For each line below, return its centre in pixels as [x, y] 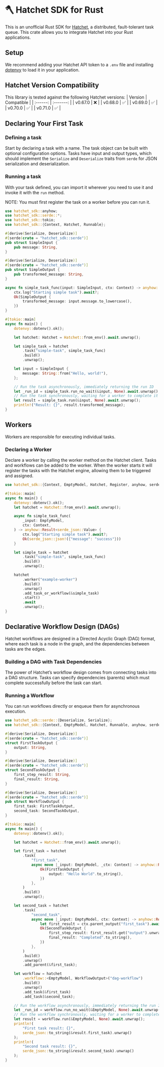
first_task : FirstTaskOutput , [45, 806]
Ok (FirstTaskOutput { [62, 869]
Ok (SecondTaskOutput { [63, 929]
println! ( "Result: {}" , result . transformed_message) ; [70, 405]
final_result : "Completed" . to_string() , [90, 938]
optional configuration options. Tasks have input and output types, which [78, 154]
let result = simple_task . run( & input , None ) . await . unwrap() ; [77, 400]
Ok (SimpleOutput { [32, 297]
